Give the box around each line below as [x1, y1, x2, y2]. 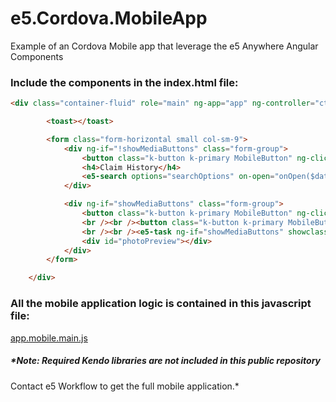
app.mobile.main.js [10, 332, 88, 344]
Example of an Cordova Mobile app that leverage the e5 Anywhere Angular [10, 40, 319, 52]
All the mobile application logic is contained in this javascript [10, 297, 312, 311]
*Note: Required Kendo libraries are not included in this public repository [10, 355, 321, 367]
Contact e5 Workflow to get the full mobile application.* [10, 380, 240, 392]
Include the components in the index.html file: [10, 75, 239, 89]
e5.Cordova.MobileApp [10, 7, 208, 30]
